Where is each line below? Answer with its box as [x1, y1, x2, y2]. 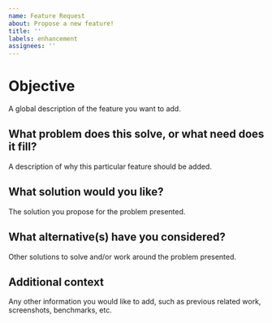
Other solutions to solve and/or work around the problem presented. [8, 252, 237, 261]
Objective [8, 77, 76, 96]
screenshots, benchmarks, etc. [8, 305, 112, 315]
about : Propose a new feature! [8, 19, 114, 28]
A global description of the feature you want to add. [8, 104, 181, 114]
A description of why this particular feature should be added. [8, 161, 213, 171]
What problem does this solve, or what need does [8, 127, 265, 141]
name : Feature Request [8, 11, 85, 20]
